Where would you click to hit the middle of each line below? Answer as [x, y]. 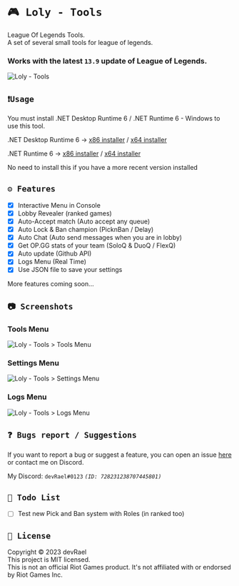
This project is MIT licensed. [49, 560]
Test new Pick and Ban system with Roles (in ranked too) [101, 514]
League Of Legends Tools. [46, 35]
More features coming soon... [51, 284]
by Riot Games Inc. [35, 575]
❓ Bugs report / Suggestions [72, 435]
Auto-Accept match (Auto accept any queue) [84, 221]
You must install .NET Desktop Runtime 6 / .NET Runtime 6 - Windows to [114, 118]
